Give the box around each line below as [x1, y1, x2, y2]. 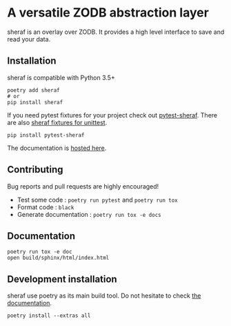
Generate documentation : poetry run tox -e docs [17, 210, 162, 218]
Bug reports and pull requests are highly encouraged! [7, 182, 159, 191]
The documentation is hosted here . [7, 144, 107, 152]
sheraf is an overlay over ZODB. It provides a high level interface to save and [7, 28, 225, 36]
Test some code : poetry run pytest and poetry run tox [17, 195, 178, 204]
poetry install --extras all [7, 312, 91, 319]
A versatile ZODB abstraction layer [7, 5, 209, 21]
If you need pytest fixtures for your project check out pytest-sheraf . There [7, 111, 218, 119]
